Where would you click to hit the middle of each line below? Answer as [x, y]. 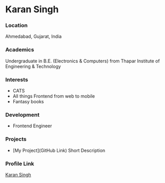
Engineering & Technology [33, 66]
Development [23, 115]
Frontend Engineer [32, 126]
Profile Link [20, 164]
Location [17, 26]
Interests [17, 79]
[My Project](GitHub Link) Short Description [59, 150]
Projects [16, 139]
